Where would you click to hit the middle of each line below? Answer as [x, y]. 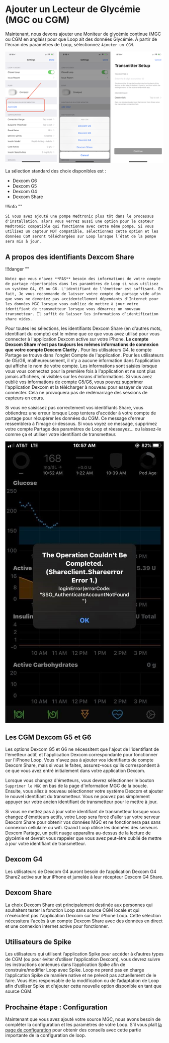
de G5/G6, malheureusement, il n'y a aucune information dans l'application [83, 361]
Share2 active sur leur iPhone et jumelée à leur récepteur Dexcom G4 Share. [84, 877]
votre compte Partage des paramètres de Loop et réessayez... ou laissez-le [83, 429]
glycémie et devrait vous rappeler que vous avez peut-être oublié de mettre [83, 838]
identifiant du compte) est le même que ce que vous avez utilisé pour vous [82, 334]
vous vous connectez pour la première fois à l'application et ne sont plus [80, 371]
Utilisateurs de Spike [38, 942]
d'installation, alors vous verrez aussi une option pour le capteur [80, 222]
